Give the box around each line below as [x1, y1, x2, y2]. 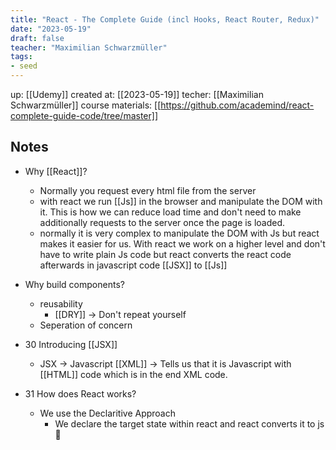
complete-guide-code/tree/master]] [10, 110, 159, 121]
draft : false [10, 33, 65, 43]
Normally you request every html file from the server [39, 184, 257, 196]
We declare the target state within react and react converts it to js [54, 417, 325, 430]
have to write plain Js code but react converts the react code [39, 248, 292, 260]
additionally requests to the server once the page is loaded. [39, 216, 286, 228]
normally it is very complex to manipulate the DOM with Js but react [39, 227, 320, 239]
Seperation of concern [39, 319, 133, 331]
